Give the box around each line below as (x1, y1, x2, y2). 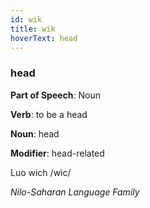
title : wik (10, 24, 56, 34)
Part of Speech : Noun (10, 89, 102, 101)
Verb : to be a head (10, 108, 88, 120)
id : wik (10, 14, 43, 25)
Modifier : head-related (10, 147, 105, 159)
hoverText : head (10, 33, 78, 43)
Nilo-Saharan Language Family (10, 186, 140, 198)
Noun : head (10, 127, 60, 140)
